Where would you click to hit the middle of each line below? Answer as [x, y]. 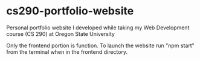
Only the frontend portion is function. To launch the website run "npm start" [100, 45]
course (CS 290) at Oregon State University [60, 33]
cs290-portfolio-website [70, 11]
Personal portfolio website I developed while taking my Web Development [98, 28]
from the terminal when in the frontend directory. [67, 51]
